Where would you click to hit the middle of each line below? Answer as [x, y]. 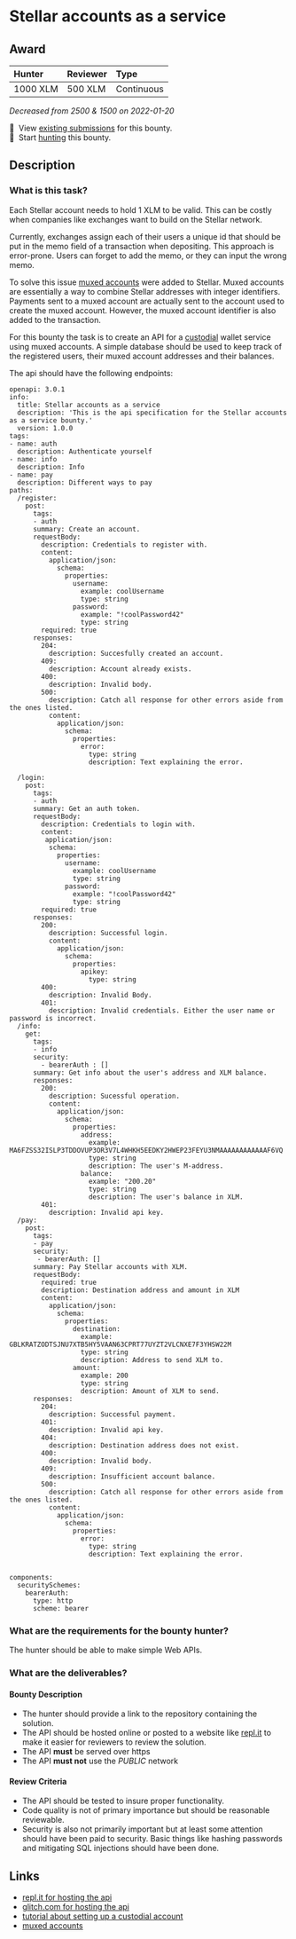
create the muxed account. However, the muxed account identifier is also [143, 310]
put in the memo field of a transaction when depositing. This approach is [142, 246]
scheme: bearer [61, 1608]
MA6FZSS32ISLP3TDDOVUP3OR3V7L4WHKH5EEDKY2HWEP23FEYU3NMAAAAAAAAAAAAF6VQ [146, 1150]
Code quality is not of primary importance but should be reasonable [146, 1810]
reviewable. [43, 1820]
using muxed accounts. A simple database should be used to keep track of [145, 346]
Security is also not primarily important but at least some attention [142, 1829]
